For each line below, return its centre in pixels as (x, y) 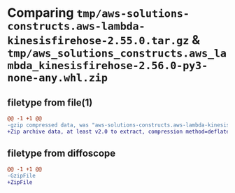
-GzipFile (22, 176)
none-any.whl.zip (58, 78)
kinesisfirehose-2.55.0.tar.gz (98, 41)
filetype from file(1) (50, 102)
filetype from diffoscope (62, 153)
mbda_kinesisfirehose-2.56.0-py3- (108, 66)
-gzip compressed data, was (48, 125)
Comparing (41, 13)
